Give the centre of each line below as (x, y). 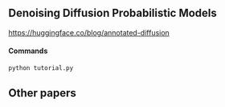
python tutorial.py (41, 68)
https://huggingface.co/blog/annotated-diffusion (89, 32)
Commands (28, 51)
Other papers (42, 93)
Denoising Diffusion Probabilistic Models (112, 13)
